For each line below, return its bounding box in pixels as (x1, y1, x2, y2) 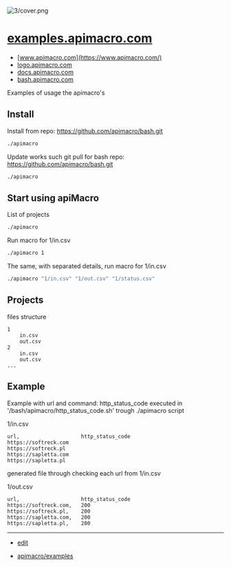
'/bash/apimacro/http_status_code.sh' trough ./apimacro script (7, 406, 184, 414)
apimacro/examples (16, 551, 74, 560)
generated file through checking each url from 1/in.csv (7, 469, 162, 478)
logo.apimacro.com (16, 61, 72, 69)
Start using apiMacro (7, 192, 100, 204)
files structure (7, 312, 47, 321)
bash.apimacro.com (16, 75, 74, 83)
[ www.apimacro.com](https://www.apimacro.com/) (16, 53, 162, 61)
